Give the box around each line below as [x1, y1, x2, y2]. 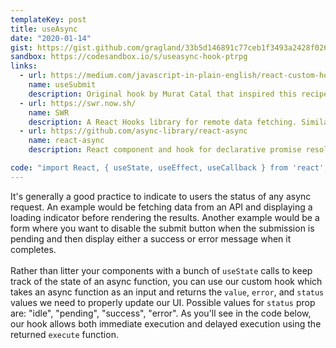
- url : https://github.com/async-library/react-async [19, 126, 248, 136]
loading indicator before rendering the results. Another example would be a [10, 211, 320, 223]
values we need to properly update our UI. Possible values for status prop [10, 296, 316, 308]
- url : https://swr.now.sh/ [19, 98, 137, 108]
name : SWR [28, 107, 70, 118]
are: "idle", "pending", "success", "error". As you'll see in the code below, [10, 307, 312, 319]
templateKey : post [10, 14, 87, 25]
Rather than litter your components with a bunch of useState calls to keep [10, 264, 313, 276]
